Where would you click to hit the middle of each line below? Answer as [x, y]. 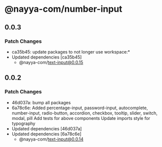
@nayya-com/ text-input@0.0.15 [51, 62]
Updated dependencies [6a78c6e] [46, 134]
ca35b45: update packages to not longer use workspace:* [71, 52]
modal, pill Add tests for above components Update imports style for [81, 118]
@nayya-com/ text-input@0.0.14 [51, 139]
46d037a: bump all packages [41, 102]
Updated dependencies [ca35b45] [47, 57]
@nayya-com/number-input [64, 9]
